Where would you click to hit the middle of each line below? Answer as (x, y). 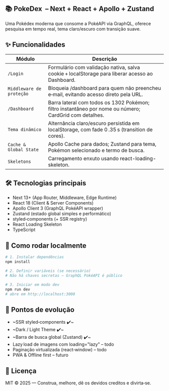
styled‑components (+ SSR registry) (50, 219)
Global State (23, 150)
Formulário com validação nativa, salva (94, 67)
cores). (57, 136)
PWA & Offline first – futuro (40, 355)
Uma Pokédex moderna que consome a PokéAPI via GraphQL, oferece (78, 23)
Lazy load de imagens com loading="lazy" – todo (63, 344)
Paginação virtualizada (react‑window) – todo (60, 350)
